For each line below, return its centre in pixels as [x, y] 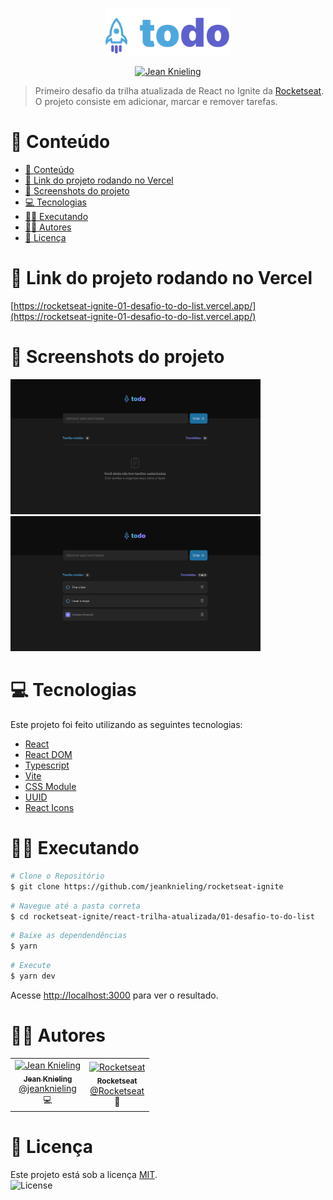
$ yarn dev [33, 976]
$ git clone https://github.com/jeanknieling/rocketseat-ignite [147, 886]
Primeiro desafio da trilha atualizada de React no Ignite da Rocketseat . [179, 91]
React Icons [49, 807]
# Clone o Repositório [57, 876]
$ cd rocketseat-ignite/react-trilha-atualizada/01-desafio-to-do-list [162, 916]
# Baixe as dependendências [69, 936]
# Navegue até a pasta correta [75, 906]
